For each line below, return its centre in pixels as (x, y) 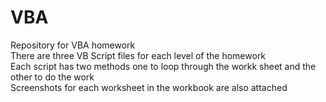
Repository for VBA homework (73, 45)
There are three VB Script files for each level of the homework (138, 55)
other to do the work (52, 77)
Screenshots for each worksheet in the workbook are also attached (149, 87)
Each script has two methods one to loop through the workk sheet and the (163, 66)
